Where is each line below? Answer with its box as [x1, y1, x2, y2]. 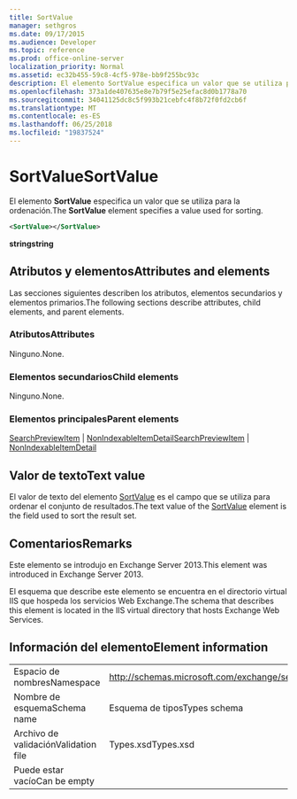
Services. [9, 615, 44, 625]
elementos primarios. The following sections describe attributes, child [9, 297, 261, 307]
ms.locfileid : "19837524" [9, 128, 104, 137]
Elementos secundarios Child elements [9, 370, 179, 383]
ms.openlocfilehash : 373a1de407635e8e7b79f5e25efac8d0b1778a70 [9, 87, 247, 96]
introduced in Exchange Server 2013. [9, 569, 144, 580]
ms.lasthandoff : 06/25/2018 [9, 120, 113, 129]
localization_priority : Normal [9, 63, 125, 72]
